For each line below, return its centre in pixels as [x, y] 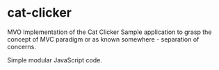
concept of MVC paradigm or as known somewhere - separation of [103, 39]
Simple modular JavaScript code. [55, 60]
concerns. [22, 46]
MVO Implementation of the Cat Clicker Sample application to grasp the [109, 32]
